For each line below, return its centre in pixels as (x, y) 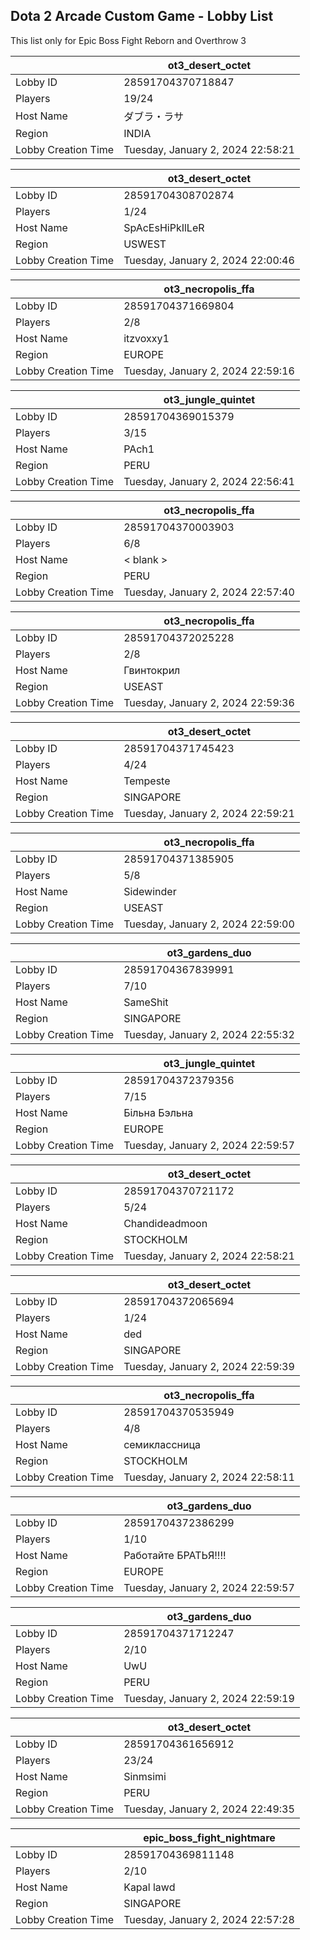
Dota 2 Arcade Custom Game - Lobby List (142, 16)
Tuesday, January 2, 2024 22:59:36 (209, 702)
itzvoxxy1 (146, 338)
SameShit (146, 1002)
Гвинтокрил (152, 670)
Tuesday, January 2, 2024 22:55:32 (209, 1034)
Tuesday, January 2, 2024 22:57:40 (209, 592)
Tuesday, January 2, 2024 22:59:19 (209, 1698)
